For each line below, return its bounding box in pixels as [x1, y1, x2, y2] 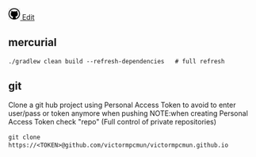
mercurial [8, 36, 57, 49]
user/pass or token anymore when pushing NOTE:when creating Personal [8, 108, 248, 118]
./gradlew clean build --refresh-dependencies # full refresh [8, 58, 225, 66]
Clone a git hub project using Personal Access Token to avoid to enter [8, 100, 236, 109]
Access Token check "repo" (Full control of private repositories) [8, 117, 216, 126]
